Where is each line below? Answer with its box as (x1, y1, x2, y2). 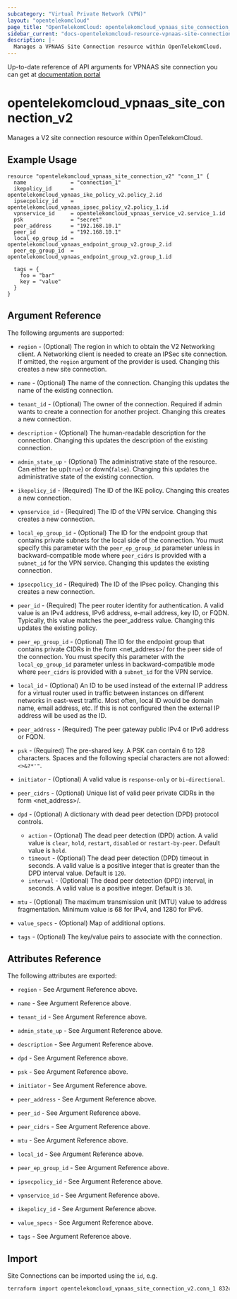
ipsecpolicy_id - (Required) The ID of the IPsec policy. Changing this (17, 580, 219, 588)
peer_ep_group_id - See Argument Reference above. (17, 1164, 169, 1172)
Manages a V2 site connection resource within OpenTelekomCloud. (7, 133, 203, 142)
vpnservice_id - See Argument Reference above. (17, 1191, 160, 1200)
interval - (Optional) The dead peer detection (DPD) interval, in (28, 876, 214, 885)
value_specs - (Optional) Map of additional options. (17, 918, 166, 927)
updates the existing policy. (17, 624, 97, 632)
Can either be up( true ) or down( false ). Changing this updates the (17, 464, 209, 473)
